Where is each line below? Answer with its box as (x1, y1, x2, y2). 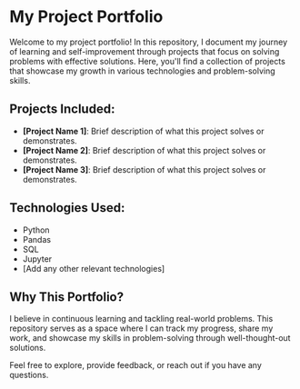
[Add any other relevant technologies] (22, 263, 165, 274)
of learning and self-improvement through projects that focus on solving (9, 45, 280, 56)
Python (22, 224, 50, 235)
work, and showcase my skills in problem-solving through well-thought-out (9, 333, 291, 344)
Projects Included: (9, 102, 115, 117)
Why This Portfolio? (9, 289, 125, 304)
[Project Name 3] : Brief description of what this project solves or (22, 164, 266, 175)
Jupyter (22, 253, 53, 264)
